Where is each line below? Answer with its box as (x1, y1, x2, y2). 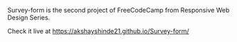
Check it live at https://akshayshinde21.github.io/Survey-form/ (7, 27, 190, 35)
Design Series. (7, 13, 51, 22)
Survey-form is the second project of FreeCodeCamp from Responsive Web (7, 6, 230, 14)
